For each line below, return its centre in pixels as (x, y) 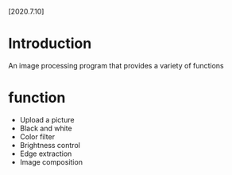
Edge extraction (46, 154)
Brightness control (50, 145)
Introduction (50, 44)
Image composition (51, 161)
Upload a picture (47, 119)
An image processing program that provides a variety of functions (116, 65)
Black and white (46, 128)
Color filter (37, 136)
